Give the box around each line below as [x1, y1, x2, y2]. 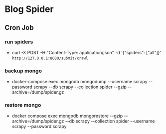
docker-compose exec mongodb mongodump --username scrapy [11, 79, 148, 85]
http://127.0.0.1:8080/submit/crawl [11, 56, 88, 61]
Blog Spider [4, 3, 54, 15]
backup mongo [4, 67, 42, 74]
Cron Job [4, 23, 34, 32]
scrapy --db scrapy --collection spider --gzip [33, 84, 127, 90]
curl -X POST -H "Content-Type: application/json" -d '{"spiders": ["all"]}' [11, 49, 162, 55]
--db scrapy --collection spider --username [65, 118, 155, 124]
